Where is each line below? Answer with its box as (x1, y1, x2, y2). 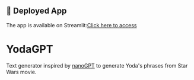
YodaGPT (6, 43, 53, 56)
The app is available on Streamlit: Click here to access (6, 21, 137, 28)
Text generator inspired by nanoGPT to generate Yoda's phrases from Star (6, 62, 188, 69)
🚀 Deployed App (6, 6, 67, 16)
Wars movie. (6, 68, 37, 75)
